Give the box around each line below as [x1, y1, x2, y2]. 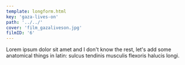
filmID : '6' [6, 30, 35, 36]
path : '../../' [6, 19, 43, 25]
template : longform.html [6, 8, 67, 15]
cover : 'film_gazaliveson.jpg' [6, 24, 82, 31]
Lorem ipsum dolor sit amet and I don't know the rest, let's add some [6, 46, 172, 53]
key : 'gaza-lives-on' [6, 14, 59, 20]
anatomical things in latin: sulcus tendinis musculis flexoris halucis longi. [6, 52, 180, 59]
